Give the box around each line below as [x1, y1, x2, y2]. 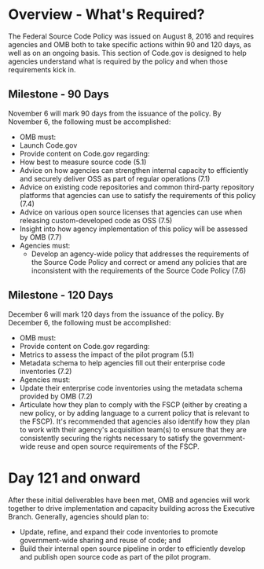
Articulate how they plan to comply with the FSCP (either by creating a [19, 399, 247, 409]
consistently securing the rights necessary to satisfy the [19, 433, 202, 442]
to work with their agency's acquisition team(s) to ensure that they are [19, 424, 247, 434]
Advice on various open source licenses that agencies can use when [19, 207, 243, 217]
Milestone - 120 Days [8, 288, 114, 302]
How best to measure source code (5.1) [19, 157, 147, 167]
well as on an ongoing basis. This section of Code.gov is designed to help [8, 48, 247, 57]
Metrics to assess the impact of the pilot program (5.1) [19, 350, 195, 359]
